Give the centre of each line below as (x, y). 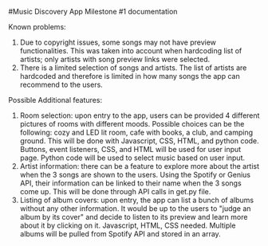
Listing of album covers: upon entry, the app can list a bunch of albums (136, 200)
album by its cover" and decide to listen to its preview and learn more (134, 217)
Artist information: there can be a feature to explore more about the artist (140, 166)
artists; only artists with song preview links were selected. (115, 59)
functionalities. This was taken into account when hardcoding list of (131, 51)
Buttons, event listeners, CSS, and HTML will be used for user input (130, 149)
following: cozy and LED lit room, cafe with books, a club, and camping (136, 132)
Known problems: (37, 27)
